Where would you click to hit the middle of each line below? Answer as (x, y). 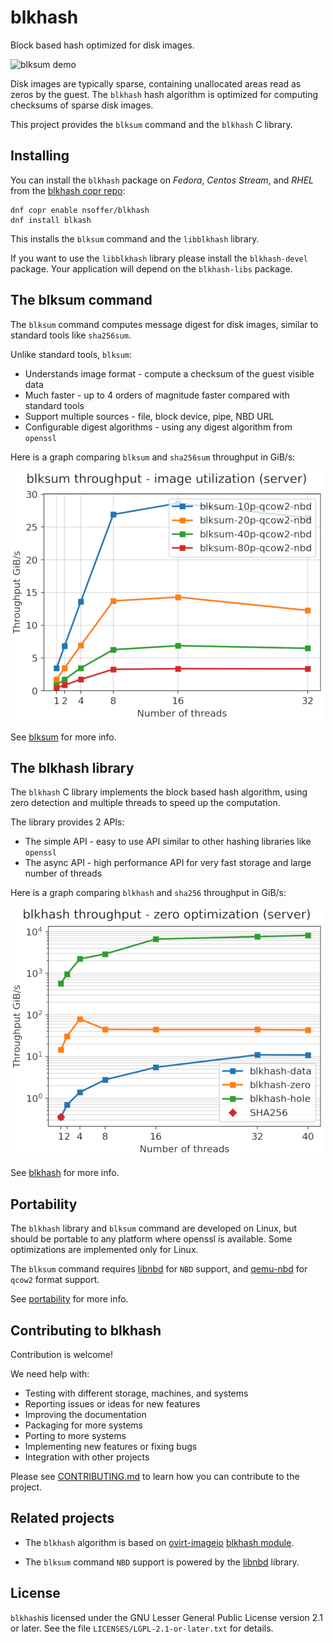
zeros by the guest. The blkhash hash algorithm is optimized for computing (164, 94)
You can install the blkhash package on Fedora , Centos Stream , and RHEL (162, 180)
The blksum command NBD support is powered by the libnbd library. (162, 1562)
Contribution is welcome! (62, 1354)
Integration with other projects (87, 1457)
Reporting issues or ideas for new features (112, 1404)
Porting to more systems (75, 1435)
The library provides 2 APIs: (67, 822)
